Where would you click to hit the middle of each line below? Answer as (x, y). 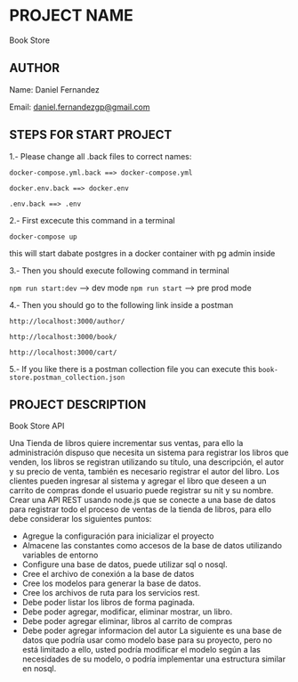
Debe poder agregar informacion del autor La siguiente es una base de (152, 631)
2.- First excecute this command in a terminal (92, 220)
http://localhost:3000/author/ (67, 321)
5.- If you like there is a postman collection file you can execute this (133, 369)
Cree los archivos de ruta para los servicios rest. (111, 593)
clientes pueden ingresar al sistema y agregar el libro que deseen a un (138, 481)
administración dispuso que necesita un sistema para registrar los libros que (149, 453)
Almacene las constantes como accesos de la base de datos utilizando (152, 546)
